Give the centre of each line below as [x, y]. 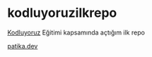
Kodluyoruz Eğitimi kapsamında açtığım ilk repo [76, 32]
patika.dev [23, 46]
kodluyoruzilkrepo [62, 13]
